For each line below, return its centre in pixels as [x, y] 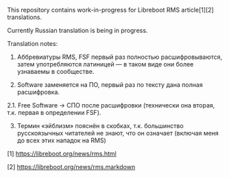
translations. [25, 17]
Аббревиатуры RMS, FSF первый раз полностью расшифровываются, [120, 57]
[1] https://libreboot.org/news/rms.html [62, 154]
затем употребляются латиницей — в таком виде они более [105, 64]
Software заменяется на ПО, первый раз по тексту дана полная [110, 85]
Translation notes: [33, 43]
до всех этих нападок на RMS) [61, 140]
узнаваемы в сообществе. [56, 72]
